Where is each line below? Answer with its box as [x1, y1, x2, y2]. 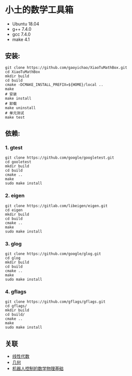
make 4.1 [12, 36, 30, 42]
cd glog [5, 256, 21, 261]
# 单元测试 [5, 110, 24, 115]
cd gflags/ [5, 304, 27, 309]
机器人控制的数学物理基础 [12, 366, 64, 372]
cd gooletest [5, 160, 32, 165]
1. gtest [5, 145, 23, 151]
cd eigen [5, 208, 23, 212]
